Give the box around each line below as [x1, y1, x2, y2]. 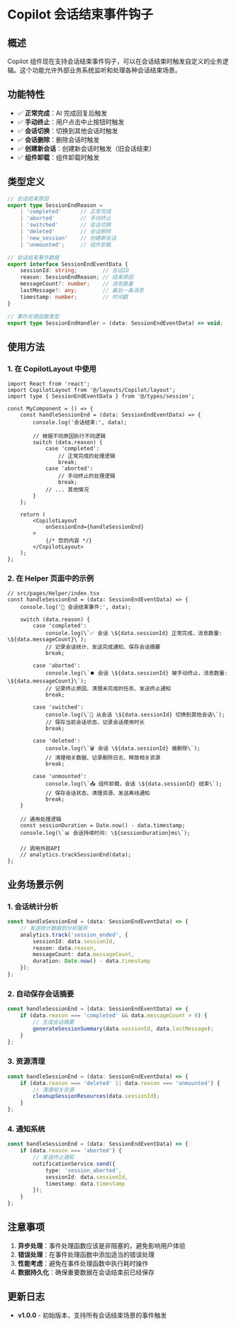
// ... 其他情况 [45, 486, 89, 493]
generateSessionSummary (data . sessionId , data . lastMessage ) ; [33, 1025, 214, 1032]
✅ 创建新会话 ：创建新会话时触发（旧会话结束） [17, 144, 156, 152]
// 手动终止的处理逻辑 [57, 473, 116, 480]
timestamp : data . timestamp [45, 1180, 125, 1187]
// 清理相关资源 [33, 1086, 74, 1094]
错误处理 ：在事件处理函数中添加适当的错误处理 [17, 1250, 154, 1259]
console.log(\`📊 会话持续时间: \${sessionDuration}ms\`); [20, 830, 191, 837]
